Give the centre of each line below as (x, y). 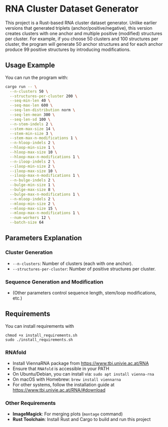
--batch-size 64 (27, 223)
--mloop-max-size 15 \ (33, 208)
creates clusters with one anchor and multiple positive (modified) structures (84, 33)
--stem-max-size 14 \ (32, 129)
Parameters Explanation (44, 238)
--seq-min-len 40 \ (30, 101)
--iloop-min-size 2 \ (32, 166)
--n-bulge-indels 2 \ (32, 180)
